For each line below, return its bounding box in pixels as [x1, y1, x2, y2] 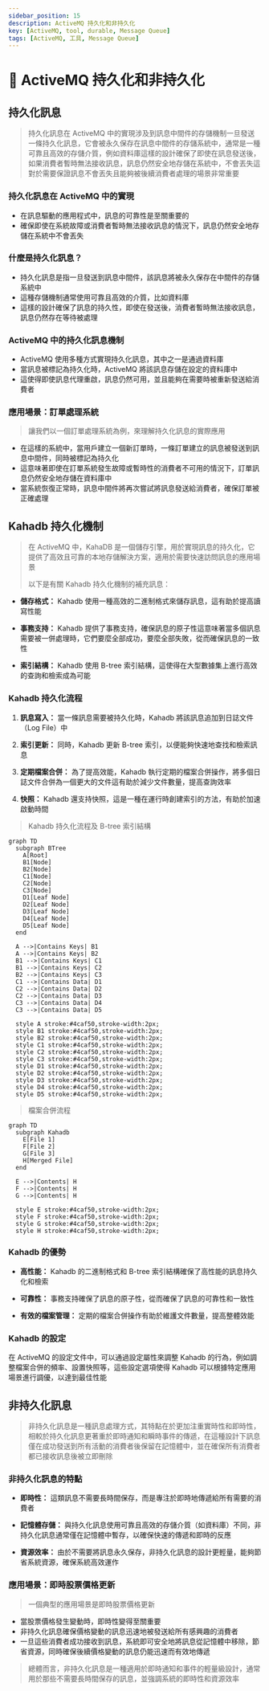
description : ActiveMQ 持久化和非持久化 [8, 19, 136, 27]
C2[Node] [22, 879, 52, 888]
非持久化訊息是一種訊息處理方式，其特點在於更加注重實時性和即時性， [27, 1421, 261, 1431]
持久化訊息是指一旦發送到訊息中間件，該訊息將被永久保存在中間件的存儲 [19, 272, 259, 282]
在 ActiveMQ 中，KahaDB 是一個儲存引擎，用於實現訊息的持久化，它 [27, 542, 255, 552]
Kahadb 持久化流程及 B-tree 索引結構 [27, 821, 151, 831]
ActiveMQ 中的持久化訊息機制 [8, 334, 124, 345]
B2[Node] [22, 865, 52, 873]
